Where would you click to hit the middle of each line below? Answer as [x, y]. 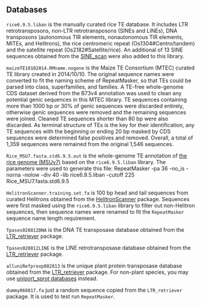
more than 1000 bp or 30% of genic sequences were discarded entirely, [95, 106]
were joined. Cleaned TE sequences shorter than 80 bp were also [87, 119]
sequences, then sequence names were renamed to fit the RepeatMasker [95, 211]
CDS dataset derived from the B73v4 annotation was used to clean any [94, 93]
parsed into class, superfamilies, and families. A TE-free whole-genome [95, 87]
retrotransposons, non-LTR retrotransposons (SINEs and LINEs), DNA [92, 31]
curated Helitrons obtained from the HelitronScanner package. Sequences [98, 199]
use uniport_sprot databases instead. [52, 278]
